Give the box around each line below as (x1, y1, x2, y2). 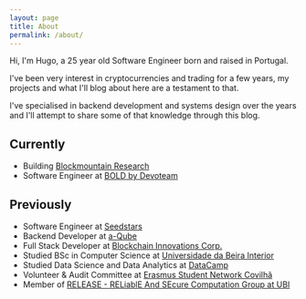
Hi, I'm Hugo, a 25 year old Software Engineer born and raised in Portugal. (9, 56, 290, 67)
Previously (9, 197, 72, 212)
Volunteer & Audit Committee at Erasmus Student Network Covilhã (22, 270, 273, 280)
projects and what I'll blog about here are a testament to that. (9, 83, 239, 94)
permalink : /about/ (9, 30, 84, 39)
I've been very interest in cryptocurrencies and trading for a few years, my (9, 73, 290, 84)
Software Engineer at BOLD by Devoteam (22, 170, 178, 181)
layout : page (9, 13, 59, 23)
